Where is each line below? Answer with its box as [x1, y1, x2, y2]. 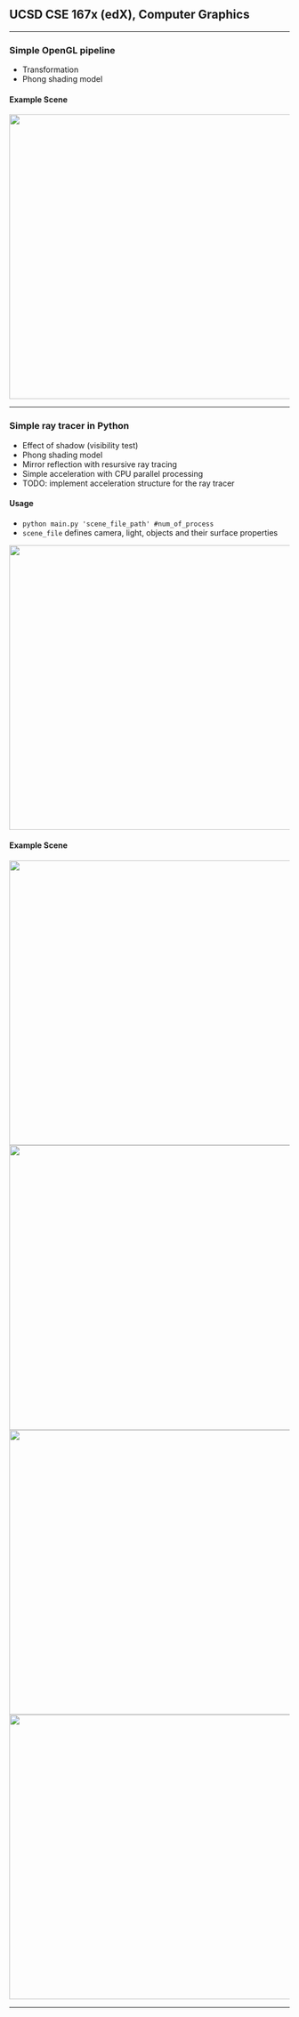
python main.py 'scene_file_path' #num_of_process [21, 520, 214, 528]
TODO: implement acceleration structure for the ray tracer [21, 478, 235, 488]
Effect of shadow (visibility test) [21, 440, 139, 450]
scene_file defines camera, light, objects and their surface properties [21, 527, 279, 537]
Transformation [21, 64, 79, 75]
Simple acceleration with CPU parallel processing [21, 468, 204, 479]
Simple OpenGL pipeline [9, 44, 116, 56]
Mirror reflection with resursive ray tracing [21, 458, 178, 470]
